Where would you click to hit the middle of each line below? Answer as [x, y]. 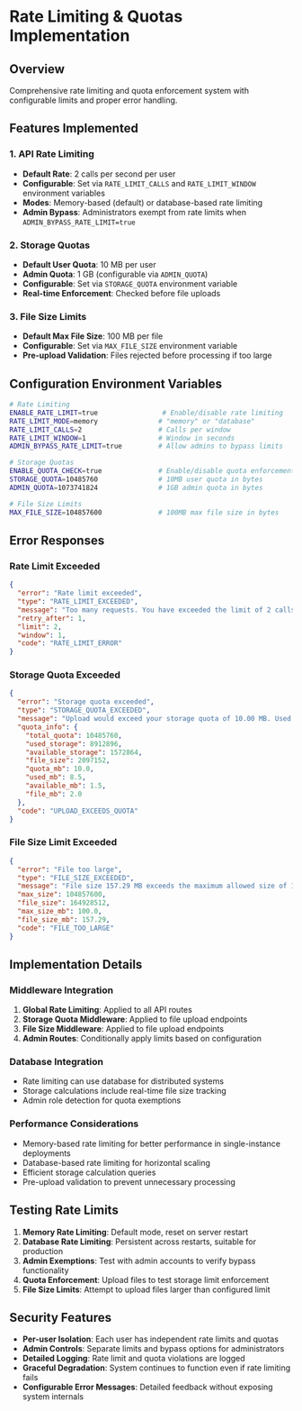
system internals [53, 1397]
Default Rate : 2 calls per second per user [99, 174]
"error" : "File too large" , [70, 869]
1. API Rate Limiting [52, 154]
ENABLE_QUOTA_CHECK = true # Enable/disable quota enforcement [152, 471]
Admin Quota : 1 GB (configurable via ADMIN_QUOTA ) [115, 274]
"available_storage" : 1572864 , [84, 752]
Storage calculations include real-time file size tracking [124, 1091]
